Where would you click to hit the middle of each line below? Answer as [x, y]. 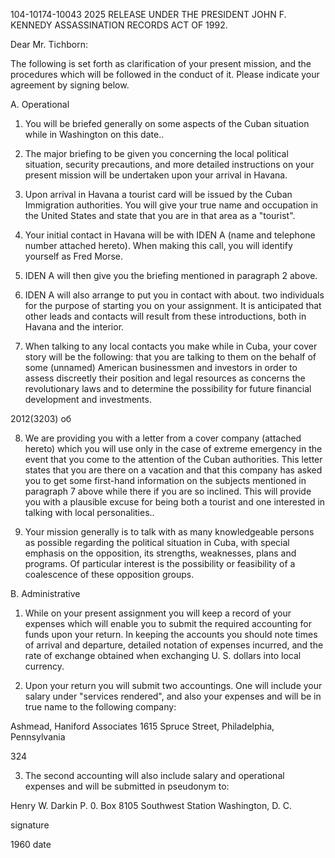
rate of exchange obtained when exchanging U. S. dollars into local [163, 655]
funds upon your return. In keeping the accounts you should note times [171, 634]
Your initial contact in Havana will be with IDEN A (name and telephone [170, 235]
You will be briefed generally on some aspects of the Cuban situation [167, 123]
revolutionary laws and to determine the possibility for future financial [168, 388]
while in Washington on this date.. [94, 134]
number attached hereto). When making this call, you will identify [158, 245]
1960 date [31, 844]
